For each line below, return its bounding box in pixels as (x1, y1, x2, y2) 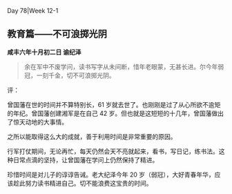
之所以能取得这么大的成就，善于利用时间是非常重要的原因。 (7, 132, 177, 141)
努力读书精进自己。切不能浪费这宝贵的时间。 (25, 179, 153, 187)
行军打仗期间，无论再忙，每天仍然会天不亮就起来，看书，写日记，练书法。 (7, 147, 219, 155)
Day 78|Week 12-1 (7, 7, 59, 14)
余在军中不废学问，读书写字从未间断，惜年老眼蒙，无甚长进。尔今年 (23, 62, 218, 70)
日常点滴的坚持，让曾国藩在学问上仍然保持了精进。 (12, 155, 159, 164)
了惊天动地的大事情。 (7, 117, 68, 126)
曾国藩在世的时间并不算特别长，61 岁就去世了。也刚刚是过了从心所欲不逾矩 (7, 100, 221, 108)
